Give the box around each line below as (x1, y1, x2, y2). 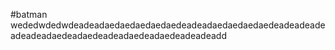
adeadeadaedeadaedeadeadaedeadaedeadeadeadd (10, 30, 227, 41)
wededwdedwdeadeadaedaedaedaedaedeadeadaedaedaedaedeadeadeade (10, 19, 326, 31)
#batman (10, 9, 48, 20)
